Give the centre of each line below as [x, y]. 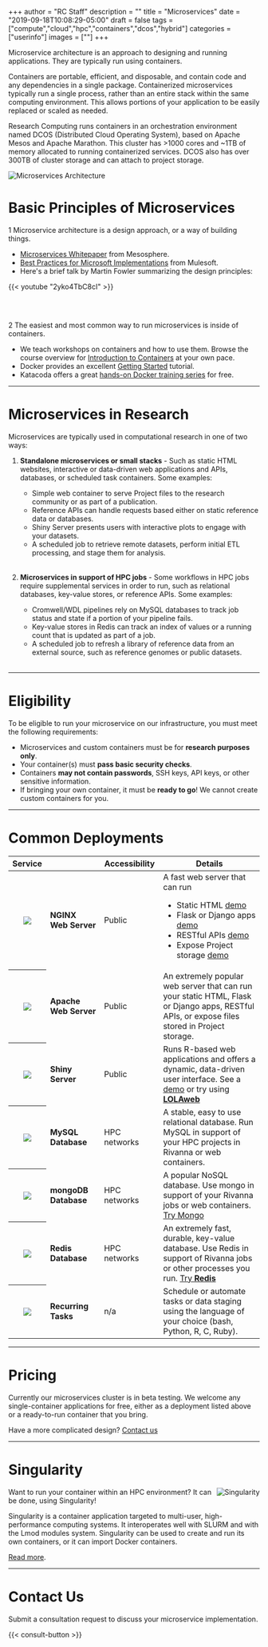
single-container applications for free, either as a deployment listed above [130, 1406]
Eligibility [40, 701]
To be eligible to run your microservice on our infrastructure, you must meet [133, 723]
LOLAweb [182, 1099]
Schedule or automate [204, 1291]
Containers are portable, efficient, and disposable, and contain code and [128, 76]
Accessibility [130, 864]
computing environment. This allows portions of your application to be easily [134, 102]
